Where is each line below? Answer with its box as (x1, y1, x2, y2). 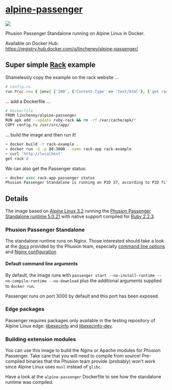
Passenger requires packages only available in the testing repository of (5, 317, 156, 323)
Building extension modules (5, 336, 76, 343)
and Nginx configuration (5, 249, 56, 255)
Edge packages (5, 306, 45, 313)
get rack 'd (5, 156, 29, 161)
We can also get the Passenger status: (5, 165, 87, 172)
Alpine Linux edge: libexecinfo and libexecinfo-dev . (5, 323, 114, 329)
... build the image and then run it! (5, 132, 76, 138)
